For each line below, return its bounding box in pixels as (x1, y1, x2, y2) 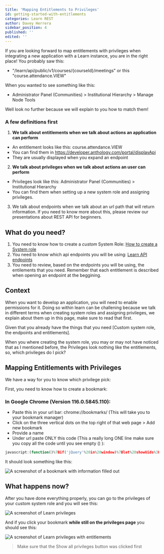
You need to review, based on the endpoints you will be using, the (12, 262, 145, 267)
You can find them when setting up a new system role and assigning (12, 189, 150, 195)
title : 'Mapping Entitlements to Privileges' (5, 7, 99, 12)
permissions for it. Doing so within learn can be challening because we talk (5, 305, 156, 310)
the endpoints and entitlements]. (5, 329, 71, 335)
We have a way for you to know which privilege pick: (5, 376, 111, 382)
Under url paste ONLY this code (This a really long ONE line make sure (12, 435, 154, 441)
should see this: (5, 524, 37, 530)
